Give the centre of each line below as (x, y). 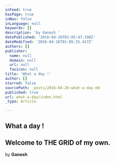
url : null (19, 65)
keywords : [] (18, 28)
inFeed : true (18, 10)
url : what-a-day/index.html (34, 97)
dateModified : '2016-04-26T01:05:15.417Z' (49, 42)
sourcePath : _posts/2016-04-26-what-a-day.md (52, 88)
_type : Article (21, 102)
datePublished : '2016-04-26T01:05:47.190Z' (50, 38)
